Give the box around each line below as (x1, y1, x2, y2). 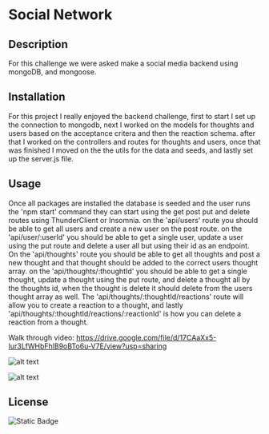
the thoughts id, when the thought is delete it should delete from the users (8, 283, 253, 293)
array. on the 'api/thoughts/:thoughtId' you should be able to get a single (8, 266, 247, 276)
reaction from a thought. (8, 317, 89, 327)
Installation (8, 90, 66, 104)
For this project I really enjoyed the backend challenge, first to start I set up (8, 111, 256, 121)
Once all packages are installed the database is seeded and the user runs (8, 198, 251, 208)
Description (8, 38, 68, 51)
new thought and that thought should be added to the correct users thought (8, 257, 259, 267)
